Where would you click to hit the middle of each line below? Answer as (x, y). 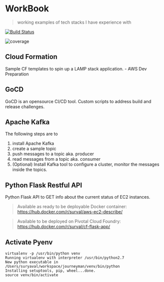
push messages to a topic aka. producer (53, 154)
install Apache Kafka (33, 143)
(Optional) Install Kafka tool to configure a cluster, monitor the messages (86, 164)
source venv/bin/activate (32, 275)
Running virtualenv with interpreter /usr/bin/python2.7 (65, 258)
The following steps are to (32, 134)
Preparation (17, 74)
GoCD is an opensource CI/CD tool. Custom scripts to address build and (78, 101)
